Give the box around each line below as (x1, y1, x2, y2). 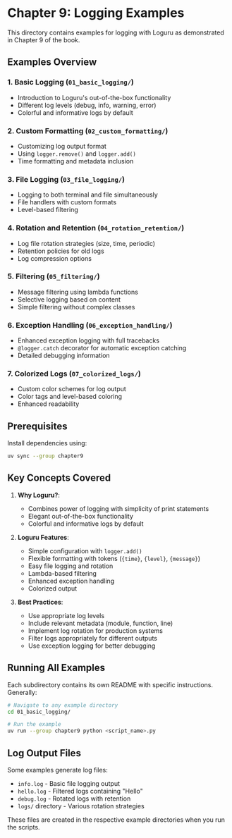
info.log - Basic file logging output (17, 780, 121, 788)
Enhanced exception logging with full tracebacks (17, 336, 160, 345)
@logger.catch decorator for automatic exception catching (17, 344, 187, 352)
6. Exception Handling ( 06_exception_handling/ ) (7, 320, 173, 330)
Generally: (7, 688, 37, 696)
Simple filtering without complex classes (17, 302, 135, 311)
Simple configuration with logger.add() (28, 546, 142, 555)
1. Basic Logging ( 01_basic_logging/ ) (7, 78, 134, 87)
